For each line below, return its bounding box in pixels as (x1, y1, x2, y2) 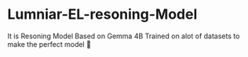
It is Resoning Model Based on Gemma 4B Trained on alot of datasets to (7, 31, 240, 41)
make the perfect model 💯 (7, 39, 92, 48)
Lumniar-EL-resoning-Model (7, 5, 198, 23)
